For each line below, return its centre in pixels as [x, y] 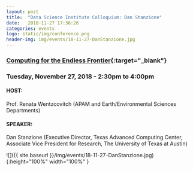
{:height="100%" [27, 161]
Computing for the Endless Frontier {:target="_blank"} [87, 60]
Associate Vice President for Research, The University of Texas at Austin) [97, 143]
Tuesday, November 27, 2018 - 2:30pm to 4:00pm [80, 77]
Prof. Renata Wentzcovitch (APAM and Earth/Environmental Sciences [91, 104]
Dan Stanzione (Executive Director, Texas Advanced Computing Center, [94, 138]
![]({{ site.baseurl [27, 155]
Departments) [23, 111]
